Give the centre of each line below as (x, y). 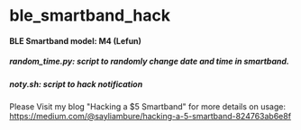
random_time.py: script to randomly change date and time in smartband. (150, 61)
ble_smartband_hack (90, 16)
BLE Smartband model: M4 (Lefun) (76, 40)
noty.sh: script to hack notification (76, 84)
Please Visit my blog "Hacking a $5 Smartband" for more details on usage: (148, 107)
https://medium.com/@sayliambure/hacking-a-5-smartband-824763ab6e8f (150, 117)
